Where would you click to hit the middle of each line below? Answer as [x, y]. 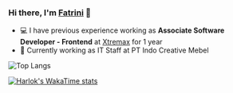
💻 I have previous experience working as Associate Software [122, 30]
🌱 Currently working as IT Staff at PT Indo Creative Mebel [114, 50]
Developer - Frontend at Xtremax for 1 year [91, 42]
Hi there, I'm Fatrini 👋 [50, 13]
